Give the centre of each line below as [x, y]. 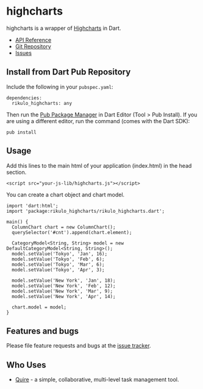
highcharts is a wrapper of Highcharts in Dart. [64, 28]
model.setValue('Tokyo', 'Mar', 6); [58, 264]
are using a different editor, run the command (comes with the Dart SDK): [98, 121]
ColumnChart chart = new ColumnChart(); [64, 227]
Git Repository [33, 46]
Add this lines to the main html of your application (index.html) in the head [99, 165]
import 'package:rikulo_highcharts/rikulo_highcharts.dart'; [86, 211]
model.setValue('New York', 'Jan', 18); [64, 280]
